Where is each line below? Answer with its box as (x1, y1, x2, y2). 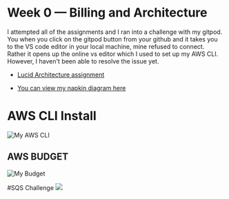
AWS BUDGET (7, 151, 69, 163)
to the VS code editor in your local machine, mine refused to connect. (7, 42, 205, 50)
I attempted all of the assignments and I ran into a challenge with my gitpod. (7, 28, 223, 36)
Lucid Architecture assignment (17, 70, 105, 79)
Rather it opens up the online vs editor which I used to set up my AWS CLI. (7, 50, 219, 58)
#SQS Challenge (7, 183, 54, 191)
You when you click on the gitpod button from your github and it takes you (7, 35, 218, 43)
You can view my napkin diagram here (17, 84, 126, 92)
